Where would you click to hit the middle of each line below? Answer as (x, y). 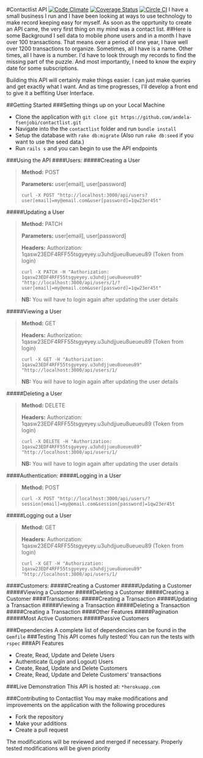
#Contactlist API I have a (97, 10)
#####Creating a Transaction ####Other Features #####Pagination (92, 612)
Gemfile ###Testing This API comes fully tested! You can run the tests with (101, 636)
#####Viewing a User (34, 311)
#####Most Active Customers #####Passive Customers (78, 618)
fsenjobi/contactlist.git (48, 123)
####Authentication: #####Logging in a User (64, 475)
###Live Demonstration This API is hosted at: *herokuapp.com (83, 686)
